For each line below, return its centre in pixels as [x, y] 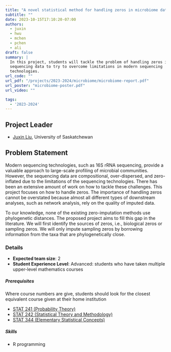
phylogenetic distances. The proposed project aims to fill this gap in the [80, 218]
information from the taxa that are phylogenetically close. [65, 234]
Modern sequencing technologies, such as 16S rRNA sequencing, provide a [84, 165]
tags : [11, 100]
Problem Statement [37, 153]
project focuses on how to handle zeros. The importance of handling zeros [83, 192]
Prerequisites [20, 281]
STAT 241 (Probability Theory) [44, 309]
